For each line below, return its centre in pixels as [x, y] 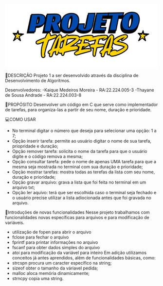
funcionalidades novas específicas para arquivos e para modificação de [77, 217]
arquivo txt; [24, 187]
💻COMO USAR [20, 119]
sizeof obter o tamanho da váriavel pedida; [55, 268]
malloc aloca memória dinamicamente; [51, 273]
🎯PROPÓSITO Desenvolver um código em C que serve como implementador [81, 104]
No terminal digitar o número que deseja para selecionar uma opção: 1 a [84, 131]
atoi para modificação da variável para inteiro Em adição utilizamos [79, 252]
